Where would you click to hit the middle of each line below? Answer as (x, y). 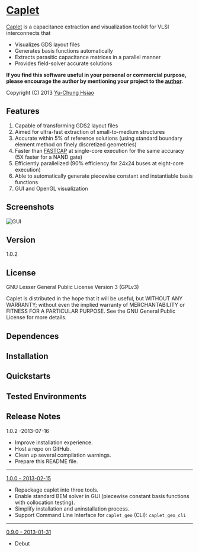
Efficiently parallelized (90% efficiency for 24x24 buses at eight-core (99, 163)
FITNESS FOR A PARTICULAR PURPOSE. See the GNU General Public (91, 311)
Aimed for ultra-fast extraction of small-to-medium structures (90, 131)
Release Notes (33, 417)
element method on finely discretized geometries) (76, 144)
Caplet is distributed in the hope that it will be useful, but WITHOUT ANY (94, 299)
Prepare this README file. (46, 461)
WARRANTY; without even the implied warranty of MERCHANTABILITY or (96, 305)
